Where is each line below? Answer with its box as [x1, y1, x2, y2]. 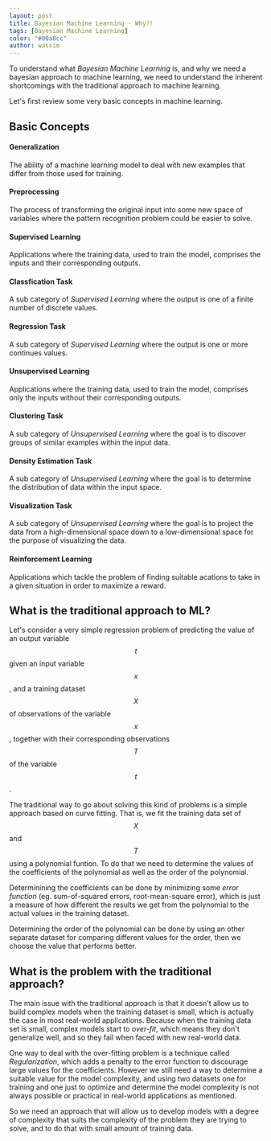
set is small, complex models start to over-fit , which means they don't [9, 1024, 240, 1034]
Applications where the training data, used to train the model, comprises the [9, 250, 261, 260]
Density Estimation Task [9, 456, 92, 466]
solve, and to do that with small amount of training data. [9, 1123, 194, 1134]
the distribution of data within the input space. [9, 482, 162, 492]
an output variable [9, 634, 70, 643]
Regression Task [9, 321, 67, 330]
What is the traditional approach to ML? [9, 604, 211, 618]
